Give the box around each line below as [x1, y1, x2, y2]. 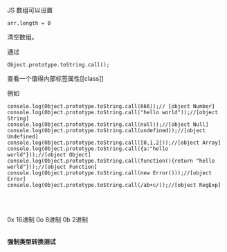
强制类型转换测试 [7, 237, 56, 246]
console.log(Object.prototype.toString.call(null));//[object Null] [7, 121, 209, 128]
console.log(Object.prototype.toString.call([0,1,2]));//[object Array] [7, 139, 221, 146]
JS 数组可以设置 [7, 6, 53, 14]
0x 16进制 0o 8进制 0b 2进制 [7, 215, 89, 224]
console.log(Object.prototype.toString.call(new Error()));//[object [7, 170, 212, 177]
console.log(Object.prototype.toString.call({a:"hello [7, 145, 169, 152]
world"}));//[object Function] [7, 163, 98, 170]
